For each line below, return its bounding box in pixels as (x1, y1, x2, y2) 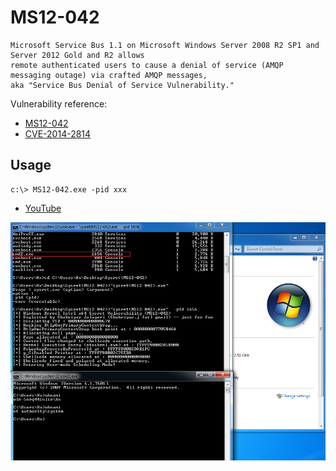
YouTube (24, 202, 62, 214)
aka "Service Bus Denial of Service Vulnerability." (10, 80, 235, 90)
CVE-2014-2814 (24, 127, 92, 140)
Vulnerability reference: (10, 97, 108, 110)
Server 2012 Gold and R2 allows (10, 50, 145, 60)
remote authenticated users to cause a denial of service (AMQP (10, 60, 284, 70)
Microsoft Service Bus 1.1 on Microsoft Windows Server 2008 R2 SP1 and (10, 40, 320, 50)
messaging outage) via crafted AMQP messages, (10, 70, 208, 80)
